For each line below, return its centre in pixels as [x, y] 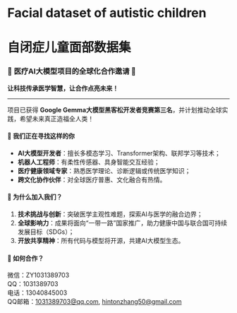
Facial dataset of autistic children [107, 13]
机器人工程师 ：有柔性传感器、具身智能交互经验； [89, 162]
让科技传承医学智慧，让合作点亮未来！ [63, 88]
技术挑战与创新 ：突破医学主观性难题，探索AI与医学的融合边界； [110, 214]
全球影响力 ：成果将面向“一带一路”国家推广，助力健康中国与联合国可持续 [122, 223]
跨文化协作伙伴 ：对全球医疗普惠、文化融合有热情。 [92, 179]
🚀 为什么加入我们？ [35, 197]
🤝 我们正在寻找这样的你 [41, 136]
